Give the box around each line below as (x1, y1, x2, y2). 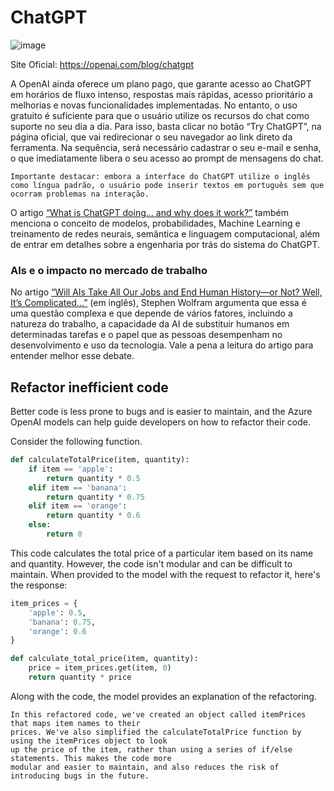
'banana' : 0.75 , (28, 617, 97, 627)
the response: (10, 579, 68, 591)
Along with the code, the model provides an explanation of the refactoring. (10, 690, 317, 702)
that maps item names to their (10, 718, 141, 728)
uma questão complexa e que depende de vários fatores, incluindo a (10, 307, 293, 320)
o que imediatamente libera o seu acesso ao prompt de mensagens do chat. (10, 152, 324, 164)
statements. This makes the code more (10, 753, 172, 763)
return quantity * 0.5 (46, 473, 141, 483)
